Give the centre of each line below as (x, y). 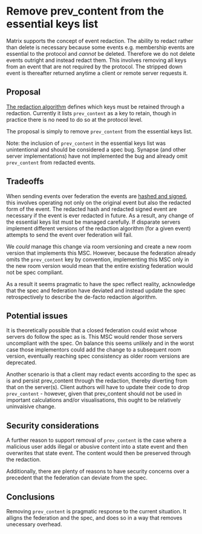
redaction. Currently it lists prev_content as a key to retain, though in (91, 113)
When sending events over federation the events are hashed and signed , (97, 196)
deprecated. (21, 362)
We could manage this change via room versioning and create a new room (99, 246)
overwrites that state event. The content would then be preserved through (99, 453)
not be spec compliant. (35, 272)
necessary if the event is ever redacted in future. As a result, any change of (100, 215)
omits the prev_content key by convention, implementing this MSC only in (98, 259)
